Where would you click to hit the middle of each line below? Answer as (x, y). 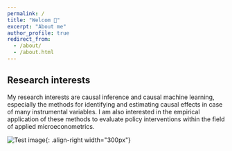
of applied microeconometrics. (51, 126)
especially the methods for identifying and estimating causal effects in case (115, 104)
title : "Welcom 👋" (34, 20)
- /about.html (34, 53)
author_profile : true (38, 33)
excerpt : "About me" (37, 26)
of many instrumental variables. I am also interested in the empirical (104, 112)
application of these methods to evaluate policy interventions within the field (116, 119)
